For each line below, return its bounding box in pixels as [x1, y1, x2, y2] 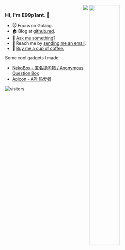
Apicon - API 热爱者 [12, 76, 52, 82]
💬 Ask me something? [12, 35, 56, 41]
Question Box [12, 71, 39, 76]
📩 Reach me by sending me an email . [12, 40, 86, 46]
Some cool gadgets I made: [5, 55, 60, 61]
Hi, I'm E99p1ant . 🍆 [5, 12, 50, 18]
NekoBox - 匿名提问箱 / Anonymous [12, 65, 84, 71]
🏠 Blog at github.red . [12, 28, 56, 34]
